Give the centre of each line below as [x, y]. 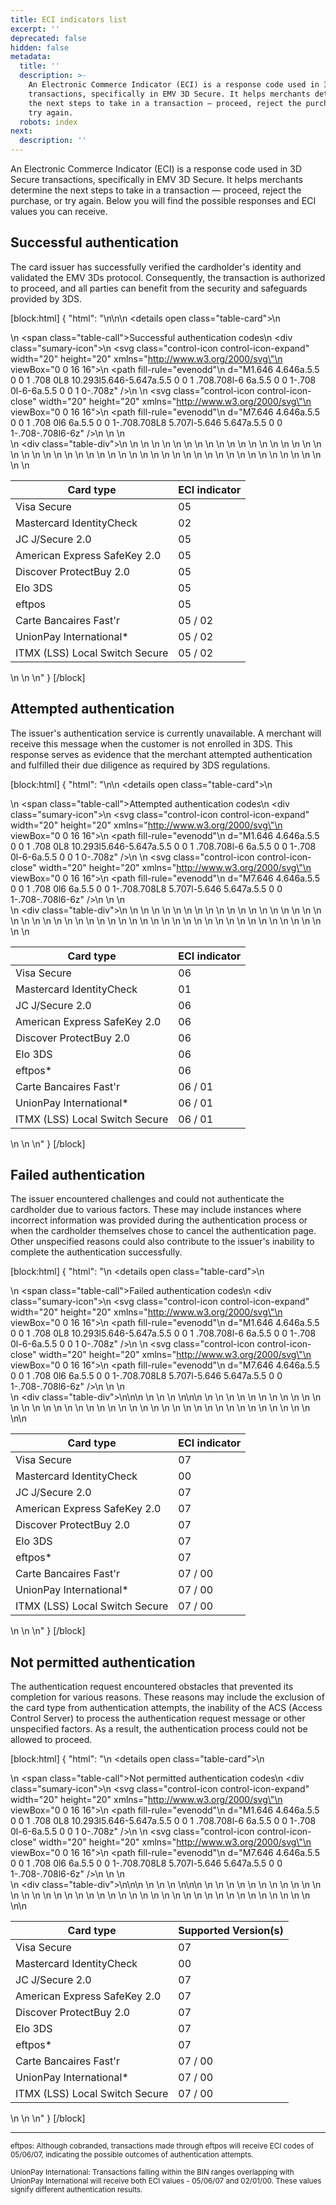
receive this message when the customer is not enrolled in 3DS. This [151, 743]
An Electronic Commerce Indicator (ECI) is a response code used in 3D [156, 169]
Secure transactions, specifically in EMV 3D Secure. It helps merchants [156, 179]
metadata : [31, 57]
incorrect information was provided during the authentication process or [159, 1220]
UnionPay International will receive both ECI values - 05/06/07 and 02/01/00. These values [166, 2181]
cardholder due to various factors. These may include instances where [156, 1210]
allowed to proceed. [51, 1740]
